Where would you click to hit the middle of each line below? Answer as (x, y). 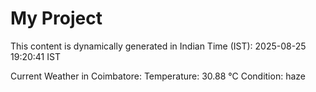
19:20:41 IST (35, 56)
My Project (56, 18)
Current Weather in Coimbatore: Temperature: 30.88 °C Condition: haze (158, 76)
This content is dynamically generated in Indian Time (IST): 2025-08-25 (158, 46)
